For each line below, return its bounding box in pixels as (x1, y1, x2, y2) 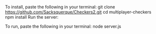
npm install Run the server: (5, 14, 59, 20)
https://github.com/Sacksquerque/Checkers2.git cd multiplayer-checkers (5, 9, 152, 15)
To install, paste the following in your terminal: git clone (5, 4, 115, 10)
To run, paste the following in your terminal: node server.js (5, 23, 121, 29)
